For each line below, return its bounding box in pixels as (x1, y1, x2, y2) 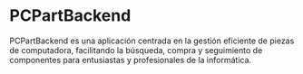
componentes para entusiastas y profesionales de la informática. (9, 54, 252, 65)
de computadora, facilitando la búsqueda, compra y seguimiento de (9, 44, 263, 55)
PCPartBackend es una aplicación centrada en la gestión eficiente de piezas (9, 35, 295, 46)
